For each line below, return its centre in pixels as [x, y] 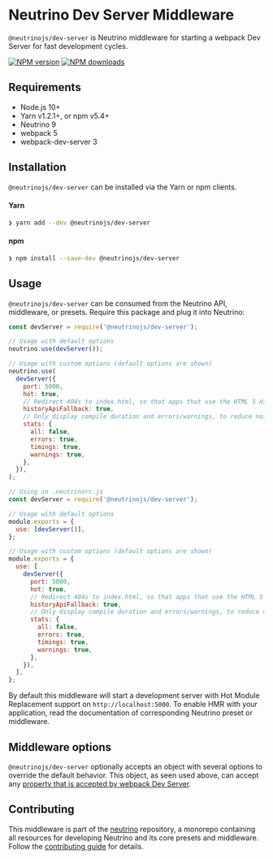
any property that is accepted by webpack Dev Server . [100, 783]
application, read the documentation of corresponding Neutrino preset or [131, 713]
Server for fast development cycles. [68, 46]
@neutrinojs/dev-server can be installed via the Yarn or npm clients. [123, 187]
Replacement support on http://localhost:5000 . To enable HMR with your [133, 704]
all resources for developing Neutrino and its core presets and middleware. [134, 837]
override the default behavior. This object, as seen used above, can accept [134, 775]
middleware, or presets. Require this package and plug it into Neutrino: [127, 312]
